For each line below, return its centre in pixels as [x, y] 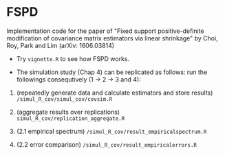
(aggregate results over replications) [68, 112]
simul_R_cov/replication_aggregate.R [71, 118]
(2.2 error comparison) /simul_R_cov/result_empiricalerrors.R [107, 144]
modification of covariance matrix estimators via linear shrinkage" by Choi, [112, 38]
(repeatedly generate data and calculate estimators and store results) [115, 93]
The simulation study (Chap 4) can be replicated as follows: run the [112, 72]
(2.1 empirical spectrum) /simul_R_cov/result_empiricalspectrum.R [111, 131]
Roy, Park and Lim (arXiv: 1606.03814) [61, 45]
